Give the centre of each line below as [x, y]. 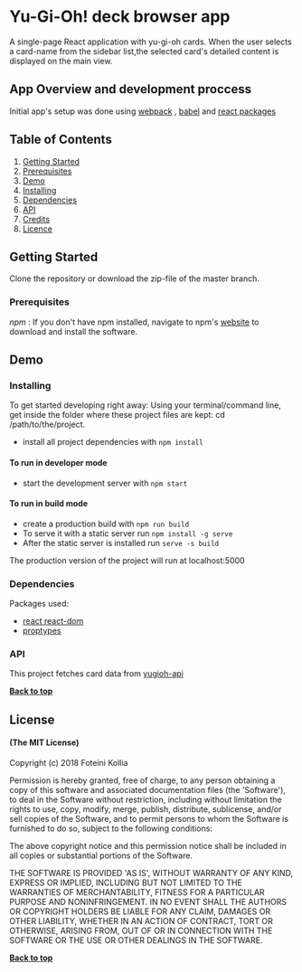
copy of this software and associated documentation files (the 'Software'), [148, 789]
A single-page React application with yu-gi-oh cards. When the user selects [151, 42]
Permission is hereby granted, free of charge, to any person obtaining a [142, 780]
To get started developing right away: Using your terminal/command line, [146, 405]
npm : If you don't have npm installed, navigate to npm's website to [134, 322]
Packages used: [39, 604]
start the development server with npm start [105, 483]
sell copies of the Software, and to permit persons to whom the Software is [149, 818]
